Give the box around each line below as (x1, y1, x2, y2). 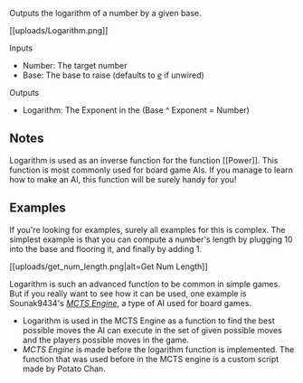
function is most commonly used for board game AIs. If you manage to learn (9, 164, 294, 175)
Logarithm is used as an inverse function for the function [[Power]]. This (9, 154, 279, 165)
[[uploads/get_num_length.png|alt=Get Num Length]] (9, 261, 208, 272)
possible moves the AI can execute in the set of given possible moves (22, 324, 282, 335)
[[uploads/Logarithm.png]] (9, 25, 109, 35)
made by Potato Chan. (22, 363, 106, 374)
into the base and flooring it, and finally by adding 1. (9, 243, 203, 254)
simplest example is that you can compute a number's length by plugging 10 (9, 234, 293, 245)
